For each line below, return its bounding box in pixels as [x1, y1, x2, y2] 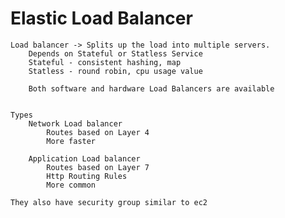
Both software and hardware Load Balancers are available [28, 83, 275, 94]
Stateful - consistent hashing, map [28, 57, 182, 67]
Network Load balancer [28, 118, 123, 129]
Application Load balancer [28, 153, 141, 164]
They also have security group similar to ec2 [10, 197, 208, 207]
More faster [46, 136, 97, 146]
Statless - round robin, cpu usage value [28, 66, 203, 76]
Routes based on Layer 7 [46, 162, 150, 172]
